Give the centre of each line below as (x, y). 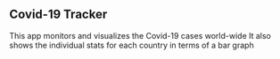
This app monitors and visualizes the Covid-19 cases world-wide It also (140, 35)
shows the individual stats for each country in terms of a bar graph (132, 45)
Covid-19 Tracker (58, 15)
